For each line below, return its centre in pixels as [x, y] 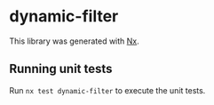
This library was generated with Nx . [74, 41]
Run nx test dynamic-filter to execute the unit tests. [107, 90]
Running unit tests [61, 69]
